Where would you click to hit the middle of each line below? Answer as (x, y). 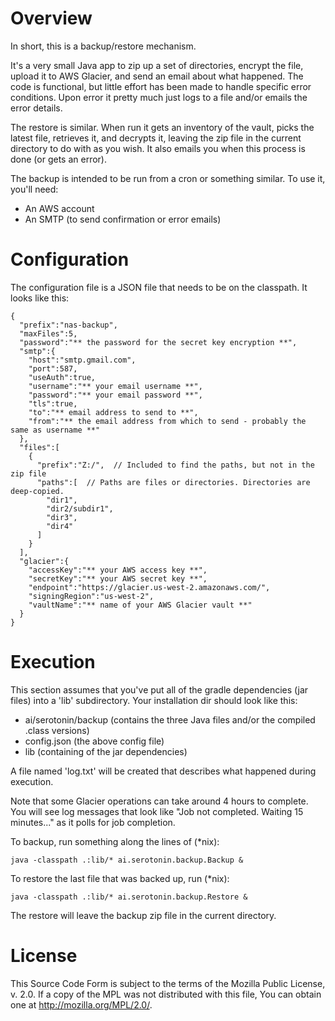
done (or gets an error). (58, 159)
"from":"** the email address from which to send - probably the (167, 421)
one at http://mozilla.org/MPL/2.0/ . (81, 1004)
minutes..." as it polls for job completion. (93, 822)
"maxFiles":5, (48, 333)
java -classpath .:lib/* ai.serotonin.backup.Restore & (129, 897)
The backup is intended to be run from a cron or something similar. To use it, (168, 178)
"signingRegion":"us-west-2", (91, 596)
